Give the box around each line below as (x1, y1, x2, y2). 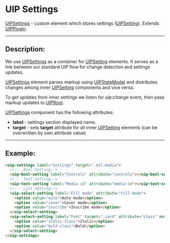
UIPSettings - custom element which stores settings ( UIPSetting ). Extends (5, 20, 159, 26)
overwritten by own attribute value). (12, 130, 88, 136)
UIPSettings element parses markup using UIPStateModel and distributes (5, 79, 158, 85)
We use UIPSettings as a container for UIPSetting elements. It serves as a (5, 58, 158, 64)
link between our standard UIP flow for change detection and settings (5, 64, 150, 70)
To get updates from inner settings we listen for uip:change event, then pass (5, 94, 164, 100)
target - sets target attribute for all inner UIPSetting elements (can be (12, 124, 158, 130)
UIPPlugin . (5, 25, 27, 31)
